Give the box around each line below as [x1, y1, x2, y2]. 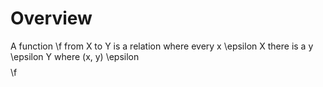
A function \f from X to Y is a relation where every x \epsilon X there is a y [10, 40, 314, 52]
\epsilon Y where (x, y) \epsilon [10, 50, 140, 62]
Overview [10, 7, 93, 30]
